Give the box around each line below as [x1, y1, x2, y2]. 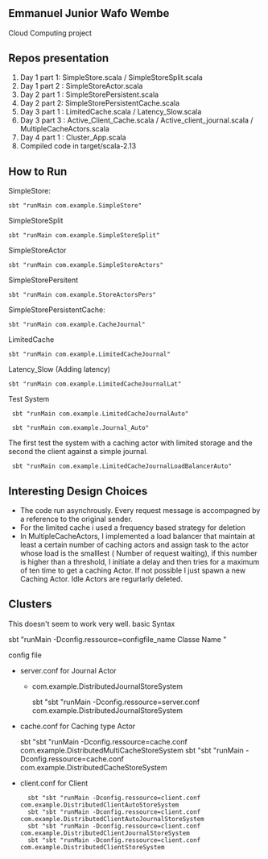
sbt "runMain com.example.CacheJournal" [8, 321, 146, 329]
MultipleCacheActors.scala [19, 124, 110, 134]
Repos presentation [8, 52, 109, 65]
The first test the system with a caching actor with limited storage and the [8, 438, 253, 448]
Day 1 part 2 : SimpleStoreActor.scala [19, 81, 143, 91]
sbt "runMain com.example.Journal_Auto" [11, 424, 150, 432]
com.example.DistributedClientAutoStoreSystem [19, 801, 179, 809]
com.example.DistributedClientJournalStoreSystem [19, 829, 191, 837]
